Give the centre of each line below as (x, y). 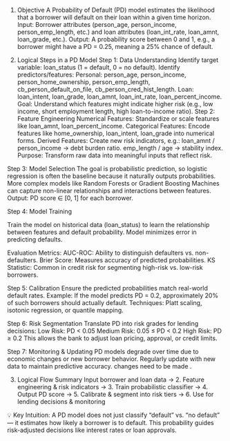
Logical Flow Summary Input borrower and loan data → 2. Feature (111, 380)
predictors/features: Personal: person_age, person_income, (102, 75)
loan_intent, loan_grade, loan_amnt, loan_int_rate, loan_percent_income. (119, 97)
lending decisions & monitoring (61, 402)
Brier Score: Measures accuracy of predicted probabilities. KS (127, 260)
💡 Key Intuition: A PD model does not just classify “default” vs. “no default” (114, 415)
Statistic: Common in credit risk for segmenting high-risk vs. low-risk (105, 267)
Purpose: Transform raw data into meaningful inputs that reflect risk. (115, 155)
